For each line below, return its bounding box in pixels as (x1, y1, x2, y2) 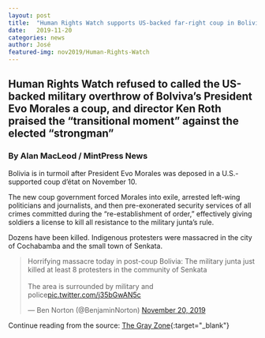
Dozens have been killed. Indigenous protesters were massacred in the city (8, 232, 252, 242)
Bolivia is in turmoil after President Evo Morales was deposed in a (8, 168, 221, 178)
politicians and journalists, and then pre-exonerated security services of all (8, 201, 252, 210)
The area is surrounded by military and (27, 281, 154, 291)
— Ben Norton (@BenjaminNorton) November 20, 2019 (27, 305, 207, 314)
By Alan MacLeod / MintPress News (8, 151, 148, 162)
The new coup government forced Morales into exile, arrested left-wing (8, 192, 241, 201)
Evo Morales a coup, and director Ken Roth (8, 102, 222, 115)
